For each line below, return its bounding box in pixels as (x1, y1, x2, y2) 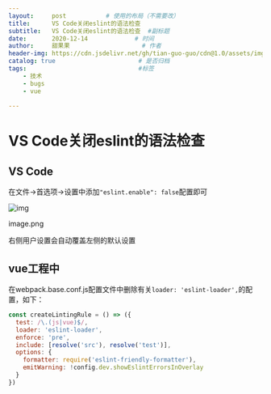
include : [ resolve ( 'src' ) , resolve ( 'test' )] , (15, 341, 172, 349)
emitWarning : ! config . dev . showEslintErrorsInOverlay (23, 363, 204, 372)
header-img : (8, 49, 48, 57)
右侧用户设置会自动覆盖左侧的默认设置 (8, 235, 135, 245)
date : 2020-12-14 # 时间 (8, 34, 155, 43)
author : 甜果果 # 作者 (8, 42, 161, 50)
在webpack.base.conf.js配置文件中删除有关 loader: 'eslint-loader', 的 (8, 285, 246, 294)
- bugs (23, 79, 45, 87)
